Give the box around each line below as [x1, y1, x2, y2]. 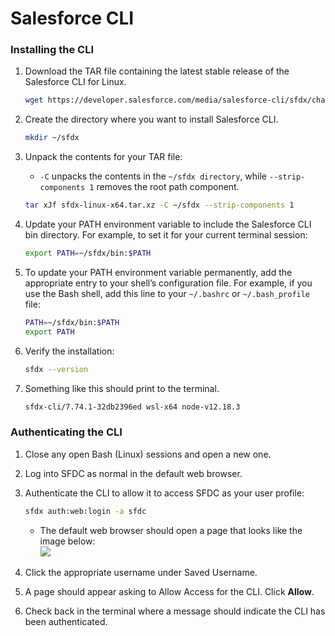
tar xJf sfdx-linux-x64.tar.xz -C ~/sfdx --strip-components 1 [24, 200, 295, 211]
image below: [39, 535, 96, 547]
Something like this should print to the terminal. [24, 382, 220, 394]
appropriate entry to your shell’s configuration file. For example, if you [24, 277, 313, 289]
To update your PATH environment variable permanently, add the [24, 266, 293, 278]
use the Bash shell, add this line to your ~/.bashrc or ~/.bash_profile [24, 287, 311, 299]
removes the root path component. [96, 181, 240, 193]
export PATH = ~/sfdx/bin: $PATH [24, 248, 152, 259]
